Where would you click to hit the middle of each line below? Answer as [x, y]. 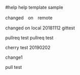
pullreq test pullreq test [29, 38]
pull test [14, 67]
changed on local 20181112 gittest [40, 28]
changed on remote [29, 18]
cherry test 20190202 [28, 47]
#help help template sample [34, 7]
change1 [14, 57]
